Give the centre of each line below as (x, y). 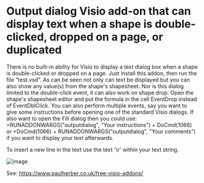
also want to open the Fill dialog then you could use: (72, 118)
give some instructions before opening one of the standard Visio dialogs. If (100, 112)
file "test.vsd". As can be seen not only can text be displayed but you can (98, 80)
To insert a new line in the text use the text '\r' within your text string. (93, 150)
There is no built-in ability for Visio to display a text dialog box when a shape (102, 67)
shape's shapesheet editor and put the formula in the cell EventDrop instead (102, 99)
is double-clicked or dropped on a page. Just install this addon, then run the (102, 73)
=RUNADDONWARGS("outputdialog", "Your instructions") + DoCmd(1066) (99, 125)
